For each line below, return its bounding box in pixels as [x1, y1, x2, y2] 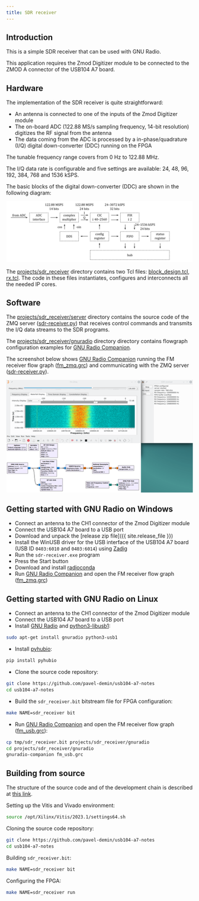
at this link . [6, 790, 33, 798]
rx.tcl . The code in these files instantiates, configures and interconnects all [6, 274, 188, 281]
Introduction [6, 33, 53, 43]
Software [6, 298, 41, 308]
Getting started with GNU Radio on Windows [6, 504, 174, 514]
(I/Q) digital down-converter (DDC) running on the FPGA [14, 142, 152, 149]
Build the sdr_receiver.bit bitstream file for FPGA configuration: [14, 698, 173, 705]
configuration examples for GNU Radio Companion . [6, 344, 131, 351]
